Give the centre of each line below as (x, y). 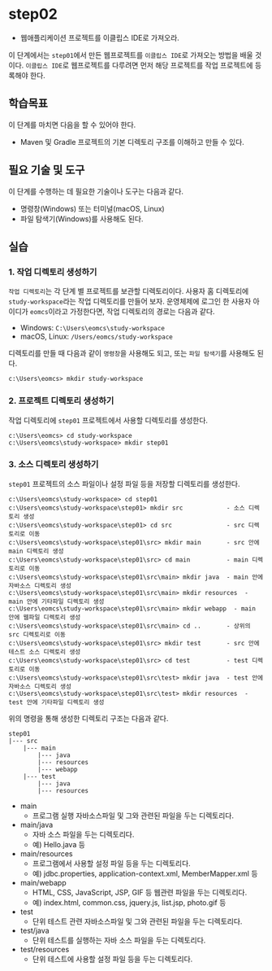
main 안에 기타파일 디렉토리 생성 (56, 601)
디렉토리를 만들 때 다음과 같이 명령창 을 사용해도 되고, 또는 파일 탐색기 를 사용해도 (132, 353)
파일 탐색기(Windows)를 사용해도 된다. (82, 219)
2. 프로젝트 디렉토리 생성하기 (61, 401)
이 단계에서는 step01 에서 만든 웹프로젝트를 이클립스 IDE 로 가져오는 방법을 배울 (131, 55)
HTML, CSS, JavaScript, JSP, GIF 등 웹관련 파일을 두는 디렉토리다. (140, 892)
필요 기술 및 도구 (47, 171)
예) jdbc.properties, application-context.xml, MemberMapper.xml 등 (145, 873)
